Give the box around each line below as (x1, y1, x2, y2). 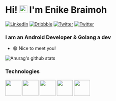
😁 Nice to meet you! (12, 45, 56, 52)
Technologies (5, 68, 40, 75)
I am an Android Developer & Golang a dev (5, 34, 111, 41)
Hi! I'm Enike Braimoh (5, 4, 107, 16)
